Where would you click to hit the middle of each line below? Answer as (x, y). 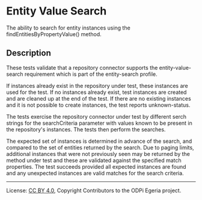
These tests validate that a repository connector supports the (82, 67)
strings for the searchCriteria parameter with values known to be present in (99, 123)
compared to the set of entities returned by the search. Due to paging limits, (100, 147)
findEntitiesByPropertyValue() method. (54, 34)
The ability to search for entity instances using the (68, 28)
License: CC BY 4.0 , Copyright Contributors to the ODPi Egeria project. (94, 190)
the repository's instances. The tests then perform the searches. (86, 129)
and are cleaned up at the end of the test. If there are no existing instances (99, 98)
